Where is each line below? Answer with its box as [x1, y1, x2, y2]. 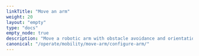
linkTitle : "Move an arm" [6, 8, 70, 15]
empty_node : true [6, 30, 49, 36]
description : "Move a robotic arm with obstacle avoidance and [6, 36, 166, 41]
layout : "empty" [6, 19, 46, 25]
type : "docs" [6, 24, 38, 31]
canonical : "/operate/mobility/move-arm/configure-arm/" [6, 41, 150, 47]
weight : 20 [6, 14, 33, 20]
